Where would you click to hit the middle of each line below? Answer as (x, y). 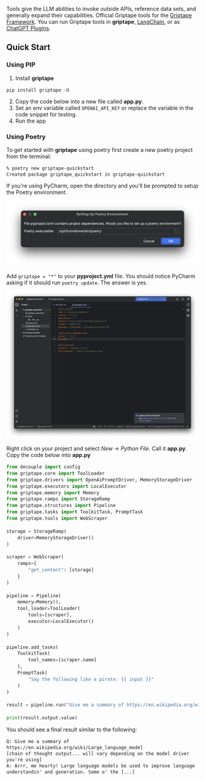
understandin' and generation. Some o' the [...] (71, 772)
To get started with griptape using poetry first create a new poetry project (100, 149)
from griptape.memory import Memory (53, 493)
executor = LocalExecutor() (61, 622)
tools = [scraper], (50, 615)
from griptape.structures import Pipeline (61, 506)
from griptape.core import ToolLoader (56, 473)
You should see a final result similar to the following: (72, 730)
